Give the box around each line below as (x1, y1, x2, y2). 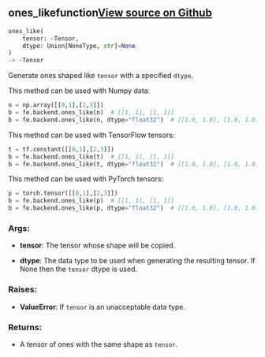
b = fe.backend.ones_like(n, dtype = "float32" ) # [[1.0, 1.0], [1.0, (8, 116, 242, 124)
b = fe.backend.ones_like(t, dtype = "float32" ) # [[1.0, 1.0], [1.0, (8, 160, 242, 168)
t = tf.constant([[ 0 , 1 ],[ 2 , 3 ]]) (8, 145, 114, 153)
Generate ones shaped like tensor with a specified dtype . (8, 71, 193, 80)
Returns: (8, 322, 43, 333)
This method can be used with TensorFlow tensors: (8, 130, 175, 139)
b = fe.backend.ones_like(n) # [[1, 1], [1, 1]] (8, 109, 175, 117)
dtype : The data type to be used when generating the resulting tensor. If (19, 256, 256, 266)
